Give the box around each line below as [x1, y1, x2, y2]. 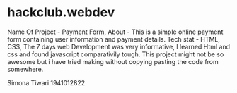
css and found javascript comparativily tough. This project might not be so [7, 50, 224, 58]
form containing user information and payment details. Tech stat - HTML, [7, 35, 221, 43]
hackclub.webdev [7, 4, 115, 20]
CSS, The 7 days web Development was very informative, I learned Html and [7, 42, 231, 51]
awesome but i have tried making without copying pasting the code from [7, 57, 219, 66]
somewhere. [7, 65, 44, 73]
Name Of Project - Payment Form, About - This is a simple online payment [7, 27, 224, 36]
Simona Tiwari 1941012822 [7, 78, 86, 87]
